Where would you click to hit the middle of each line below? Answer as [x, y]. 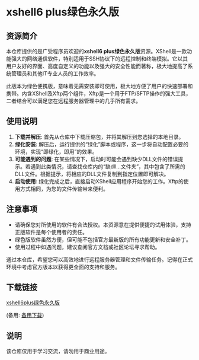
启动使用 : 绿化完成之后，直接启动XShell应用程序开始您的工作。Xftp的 [99, 181]
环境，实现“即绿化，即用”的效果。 [56, 151]
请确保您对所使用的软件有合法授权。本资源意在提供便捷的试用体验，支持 [103, 224]
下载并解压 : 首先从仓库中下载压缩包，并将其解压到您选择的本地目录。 [99, 136]
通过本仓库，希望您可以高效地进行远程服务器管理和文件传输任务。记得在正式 [99, 259]
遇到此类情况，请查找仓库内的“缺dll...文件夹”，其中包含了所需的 [108, 166]
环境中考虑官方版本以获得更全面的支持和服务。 [63, 267]
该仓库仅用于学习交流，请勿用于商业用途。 [58, 351]
